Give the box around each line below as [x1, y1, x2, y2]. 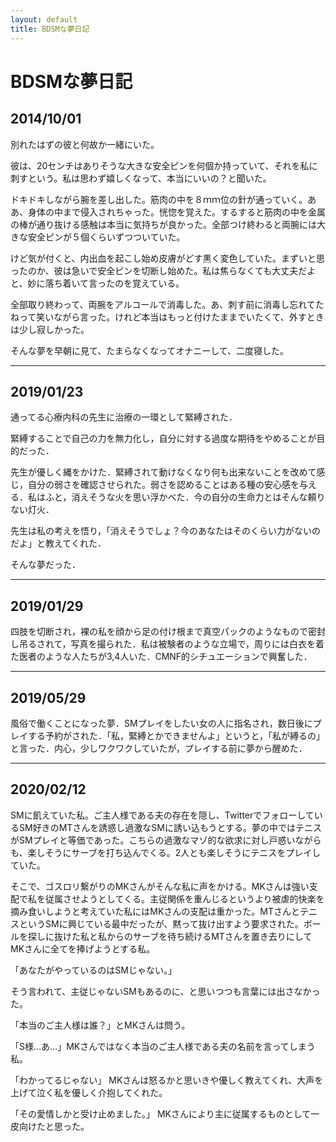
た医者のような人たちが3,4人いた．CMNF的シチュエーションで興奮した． [10, 651, 313, 663]
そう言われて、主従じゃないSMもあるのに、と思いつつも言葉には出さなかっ [10, 985, 321, 997]
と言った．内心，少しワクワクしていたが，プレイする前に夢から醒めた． [10, 742, 308, 754]
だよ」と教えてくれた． [10, 537, 107, 550]
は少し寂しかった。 [10, 323, 90, 335]
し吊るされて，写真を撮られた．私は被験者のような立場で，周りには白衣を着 [10, 638, 325, 650]
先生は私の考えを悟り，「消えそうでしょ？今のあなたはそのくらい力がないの [10, 525, 322, 537]
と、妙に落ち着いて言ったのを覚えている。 [10, 277, 185, 289]
